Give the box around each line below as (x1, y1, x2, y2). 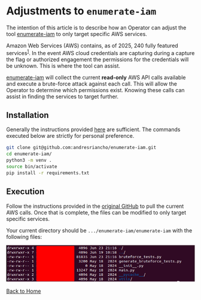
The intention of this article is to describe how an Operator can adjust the (6, 24, 187, 31)
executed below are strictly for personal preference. (6, 132, 135, 140)
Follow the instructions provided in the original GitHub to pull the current (6, 202, 184, 210)
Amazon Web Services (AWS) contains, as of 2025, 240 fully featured (6, 42, 178, 49)
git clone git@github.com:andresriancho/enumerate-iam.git (6, 145, 157, 151)
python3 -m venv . (6, 157, 52, 163)
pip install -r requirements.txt (6, 169, 90, 176)
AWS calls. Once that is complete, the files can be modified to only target (6, 208, 187, 216)
